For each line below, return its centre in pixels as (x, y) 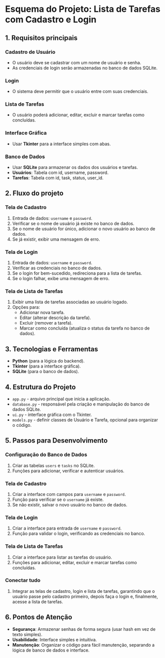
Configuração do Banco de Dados (46, 454)
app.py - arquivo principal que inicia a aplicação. (61, 399)
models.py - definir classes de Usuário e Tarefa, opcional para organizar (85, 420)
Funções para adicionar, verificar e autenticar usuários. (68, 471)
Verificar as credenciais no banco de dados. (57, 268)
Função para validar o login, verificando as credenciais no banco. (79, 534)
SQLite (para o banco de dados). (46, 371)
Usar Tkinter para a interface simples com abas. (61, 144)
